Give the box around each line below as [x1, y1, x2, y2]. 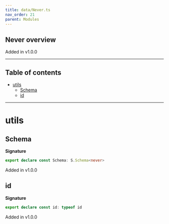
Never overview [5, 35, 56, 44]
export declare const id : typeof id [5, 205, 82, 210]
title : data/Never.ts [5, 7, 51, 13]
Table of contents [5, 68, 61, 77]
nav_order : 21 [5, 12, 35, 17]
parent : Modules [5, 17, 39, 22]
